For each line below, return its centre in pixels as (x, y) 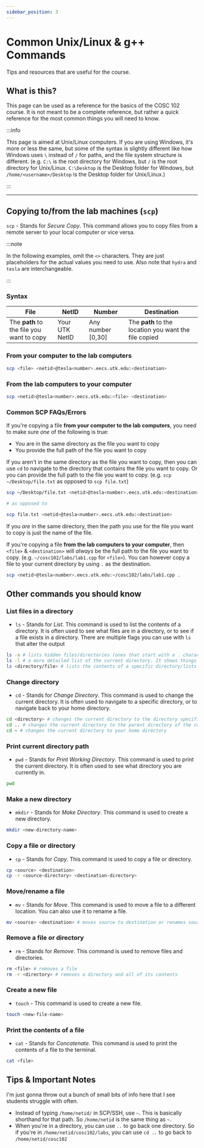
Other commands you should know (74, 594)
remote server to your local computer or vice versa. (71, 233)
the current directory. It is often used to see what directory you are (98, 766)
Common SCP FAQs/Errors (46, 412)
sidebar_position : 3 (32, 12)
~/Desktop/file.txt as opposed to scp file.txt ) (67, 481)
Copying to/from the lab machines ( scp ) (83, 211)
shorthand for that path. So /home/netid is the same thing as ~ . (93, 1119)
